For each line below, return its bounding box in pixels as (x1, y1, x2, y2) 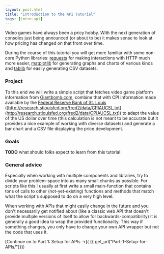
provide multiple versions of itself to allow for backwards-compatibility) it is (5, 214, 158, 220)
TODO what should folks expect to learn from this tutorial (5, 149, 121, 155)
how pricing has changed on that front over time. (5, 40, 104, 46)
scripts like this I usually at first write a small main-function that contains (5, 183, 151, 189)
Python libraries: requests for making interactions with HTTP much (15, 55, 150, 61)
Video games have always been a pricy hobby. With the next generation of (5, 30, 156, 36)
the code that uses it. (5, 229, 48, 235)
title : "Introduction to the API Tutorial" (5, 12, 96, 17)
